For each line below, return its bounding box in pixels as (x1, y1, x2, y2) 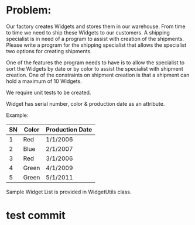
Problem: (6, 4, 52, 17)
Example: (6, 112, 29, 119)
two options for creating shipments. (6, 47, 92, 54)
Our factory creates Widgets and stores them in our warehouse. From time (6, 23, 186, 30)
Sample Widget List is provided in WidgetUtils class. (6, 188, 132, 195)
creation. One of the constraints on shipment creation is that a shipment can (6, 71, 190, 78)
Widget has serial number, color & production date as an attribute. (6, 100, 165, 107)
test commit (6, 209, 66, 222)
